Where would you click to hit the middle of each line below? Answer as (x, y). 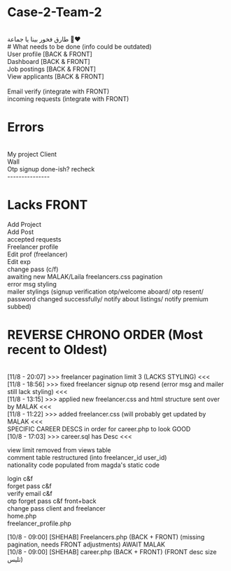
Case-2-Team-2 (55, 12)
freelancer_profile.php (39, 523)
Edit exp (19, 261)
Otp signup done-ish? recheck (51, 169)
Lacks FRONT (48, 205)
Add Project (24, 224)
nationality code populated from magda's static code (83, 465)
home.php (22, 516)
